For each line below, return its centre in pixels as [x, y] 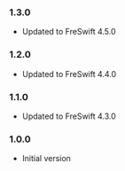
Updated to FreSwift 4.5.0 [69, 32]
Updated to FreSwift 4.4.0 [69, 74]
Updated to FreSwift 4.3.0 [69, 116]
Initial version [46, 159]
